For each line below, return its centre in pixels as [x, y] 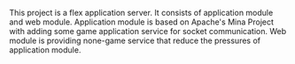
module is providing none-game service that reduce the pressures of [135, 40]
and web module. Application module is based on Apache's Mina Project [142, 22]
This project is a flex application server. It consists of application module [141, 13]
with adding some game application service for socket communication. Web [148, 31]
